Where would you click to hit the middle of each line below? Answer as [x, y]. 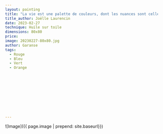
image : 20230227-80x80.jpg [32, 41]
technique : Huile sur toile [33, 27]
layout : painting [23, 9]
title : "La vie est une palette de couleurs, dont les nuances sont [76, 14]
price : [12, 37]
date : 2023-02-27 [23, 23]
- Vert [16, 63]
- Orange [18, 68]
